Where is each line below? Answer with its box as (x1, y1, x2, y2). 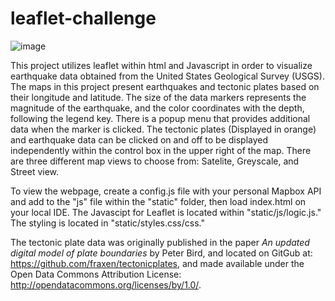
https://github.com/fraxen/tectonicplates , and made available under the (10, 257, 305, 269)
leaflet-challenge (10, 7, 157, 30)
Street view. (10, 165, 60, 177)
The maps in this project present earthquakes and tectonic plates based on (10, 80, 320, 92)
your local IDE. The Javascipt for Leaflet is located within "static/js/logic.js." (10, 206, 322, 218)
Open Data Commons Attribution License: (10, 268, 182, 280)
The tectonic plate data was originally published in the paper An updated (10, 236, 310, 248)
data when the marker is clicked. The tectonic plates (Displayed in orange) (10, 123, 317, 135)
